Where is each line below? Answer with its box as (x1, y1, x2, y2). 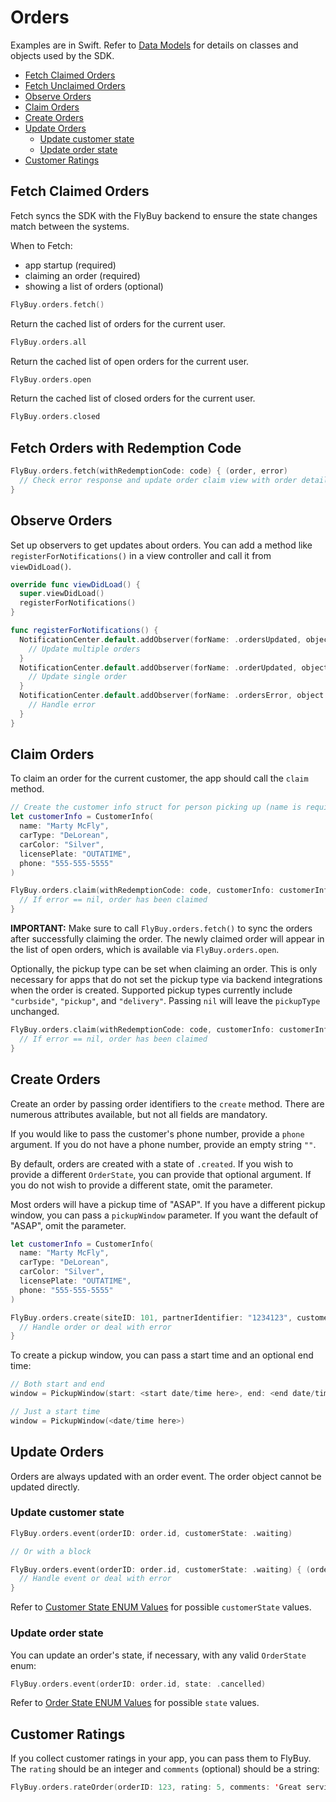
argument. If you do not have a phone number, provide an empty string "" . (10, 1138, 317, 1150)
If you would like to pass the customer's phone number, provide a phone (10, 1127, 305, 1140)
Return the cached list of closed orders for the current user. (10, 392, 256, 405)
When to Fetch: (10, 239, 73, 251)
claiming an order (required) (24, 269, 141, 281)
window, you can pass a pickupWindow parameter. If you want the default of (10, 1209, 319, 1221)
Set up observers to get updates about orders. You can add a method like (10, 539, 313, 551)
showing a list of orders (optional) (24, 280, 164, 292)
